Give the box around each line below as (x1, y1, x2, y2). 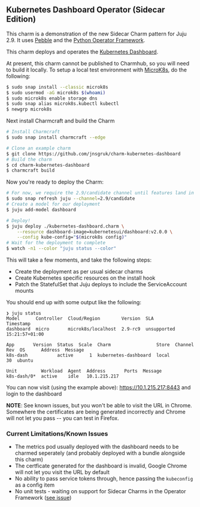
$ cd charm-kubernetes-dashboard (6, 162, 90, 168)
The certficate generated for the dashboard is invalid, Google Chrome (14, 462, 187, 470)
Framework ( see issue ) (14, 494, 72, 502)
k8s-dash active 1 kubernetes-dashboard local (6, 352, 170, 359)
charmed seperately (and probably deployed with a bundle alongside (14, 449, 186, 457)
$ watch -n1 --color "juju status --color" (6, 245, 117, 251)
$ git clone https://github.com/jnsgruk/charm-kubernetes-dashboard (6, 151, 181, 157)
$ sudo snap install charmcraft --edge (6, 134, 106, 140)
